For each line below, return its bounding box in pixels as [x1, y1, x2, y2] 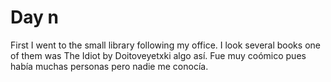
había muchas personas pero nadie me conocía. [10, 60, 209, 72]
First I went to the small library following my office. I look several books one [10, 39, 321, 51]
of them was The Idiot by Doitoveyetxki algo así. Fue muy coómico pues [10, 49, 307, 61]
